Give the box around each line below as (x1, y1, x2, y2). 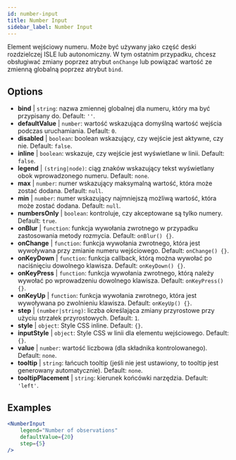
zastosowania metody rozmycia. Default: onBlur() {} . (17, 232, 174, 240)
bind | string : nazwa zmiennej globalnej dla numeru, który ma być (17, 104, 211, 113)
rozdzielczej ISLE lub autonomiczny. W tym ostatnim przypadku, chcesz (7, 50, 216, 58)
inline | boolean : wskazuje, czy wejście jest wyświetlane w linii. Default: (17, 149, 225, 158)
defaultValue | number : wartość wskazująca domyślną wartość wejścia (17, 119, 222, 128)
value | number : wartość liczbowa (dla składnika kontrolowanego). (17, 344, 208, 352)
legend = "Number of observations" (20, 427, 118, 434)
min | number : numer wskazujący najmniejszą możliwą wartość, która (17, 194, 217, 203)
